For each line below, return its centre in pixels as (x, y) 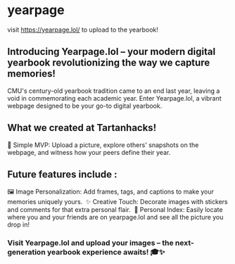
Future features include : (62, 174)
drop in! (19, 225)
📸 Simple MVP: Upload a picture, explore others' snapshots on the (103, 145)
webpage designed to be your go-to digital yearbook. (85, 106)
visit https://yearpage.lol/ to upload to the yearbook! (83, 30)
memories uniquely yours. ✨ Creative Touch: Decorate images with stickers (118, 202)
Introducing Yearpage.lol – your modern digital (112, 52)
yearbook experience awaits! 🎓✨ (106, 252)
